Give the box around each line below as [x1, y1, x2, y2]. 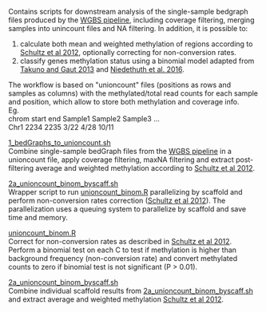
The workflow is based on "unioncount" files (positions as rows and [8, 80, 232, 89]
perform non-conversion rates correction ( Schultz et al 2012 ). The [8, 195, 226, 205]
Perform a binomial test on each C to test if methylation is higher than [8, 245, 237, 255]
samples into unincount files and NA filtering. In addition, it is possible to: [8, 24, 248, 33]
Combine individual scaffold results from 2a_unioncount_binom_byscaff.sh [8, 286, 254, 295]
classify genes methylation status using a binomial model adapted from [19, 56, 255, 65]
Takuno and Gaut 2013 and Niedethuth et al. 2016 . [19, 65, 185, 74]
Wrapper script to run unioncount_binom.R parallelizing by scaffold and [8, 188, 243, 196]
